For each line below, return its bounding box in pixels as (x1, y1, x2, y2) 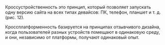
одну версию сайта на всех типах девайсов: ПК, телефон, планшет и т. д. (5, 9, 161, 15)
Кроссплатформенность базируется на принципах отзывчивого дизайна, (5, 24, 161, 30)
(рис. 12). (5, 15, 25, 20)
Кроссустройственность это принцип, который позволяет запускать (5, 4, 151, 10)
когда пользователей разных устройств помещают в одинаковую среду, (5, 29, 161, 35)
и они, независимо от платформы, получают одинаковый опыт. (5, 34, 140, 40)
